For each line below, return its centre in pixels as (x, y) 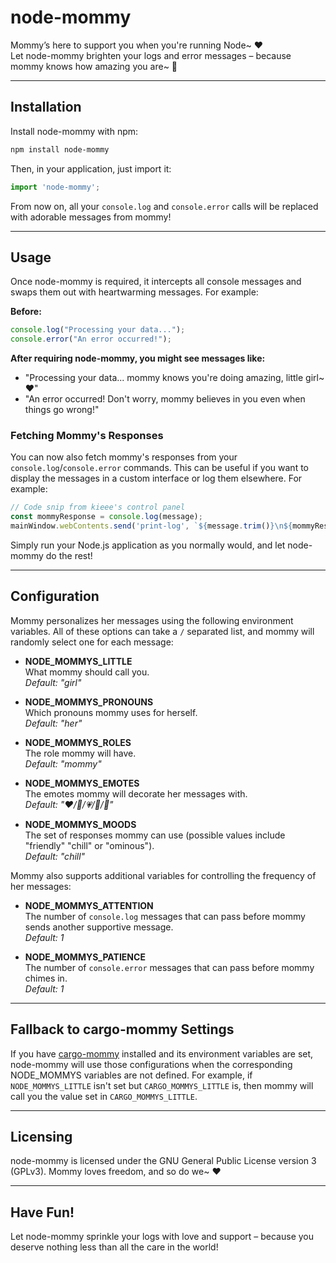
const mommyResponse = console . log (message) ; (106, 517)
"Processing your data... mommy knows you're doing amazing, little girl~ (174, 378)
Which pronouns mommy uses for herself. (111, 712)
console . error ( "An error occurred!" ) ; (91, 339)
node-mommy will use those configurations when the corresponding (151, 1064)
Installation (46, 107)
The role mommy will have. (80, 753)
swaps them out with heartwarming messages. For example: (134, 292)
